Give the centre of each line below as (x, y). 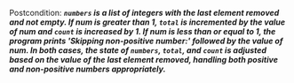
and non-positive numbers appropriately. (87, 69)
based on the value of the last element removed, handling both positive (143, 60)
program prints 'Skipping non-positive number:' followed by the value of (146, 41)
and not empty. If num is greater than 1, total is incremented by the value (147, 22)
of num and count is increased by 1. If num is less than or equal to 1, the (143, 31)
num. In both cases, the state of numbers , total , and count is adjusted (138, 50)
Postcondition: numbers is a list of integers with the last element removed (144, 13)
